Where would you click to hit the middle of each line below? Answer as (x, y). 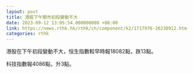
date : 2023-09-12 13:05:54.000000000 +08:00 (62, 23)
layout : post (22, 12)
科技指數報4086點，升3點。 (40, 64)
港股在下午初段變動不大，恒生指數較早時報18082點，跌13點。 (81, 52)
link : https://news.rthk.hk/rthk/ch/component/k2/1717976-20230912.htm (96, 28)
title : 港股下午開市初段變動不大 (42, 17)
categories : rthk (28, 34)
